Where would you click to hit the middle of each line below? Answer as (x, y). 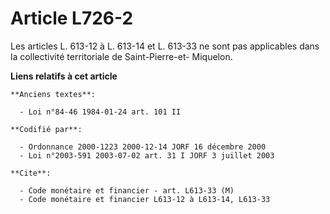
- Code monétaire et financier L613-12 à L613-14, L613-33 (145, 199)
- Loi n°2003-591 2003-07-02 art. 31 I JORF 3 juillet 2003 (147, 155)
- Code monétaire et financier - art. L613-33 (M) (127, 190)
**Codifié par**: (46, 129)
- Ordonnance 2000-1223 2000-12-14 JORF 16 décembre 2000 (143, 147)
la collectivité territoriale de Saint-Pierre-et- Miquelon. (121, 56)
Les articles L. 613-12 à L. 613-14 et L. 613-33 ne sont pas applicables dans (165, 46)
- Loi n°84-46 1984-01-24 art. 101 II (100, 112)
